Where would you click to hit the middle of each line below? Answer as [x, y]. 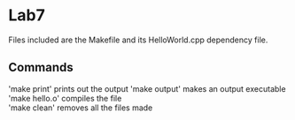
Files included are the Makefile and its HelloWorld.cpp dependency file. [138, 40]
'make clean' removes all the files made [81, 108]
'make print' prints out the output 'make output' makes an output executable [147, 88]
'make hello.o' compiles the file [65, 98]
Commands [41, 67]
